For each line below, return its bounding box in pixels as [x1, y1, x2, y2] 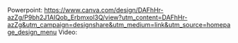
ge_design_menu [7, 28, 57, 36]
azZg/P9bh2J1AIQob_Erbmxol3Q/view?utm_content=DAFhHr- [7, 13, 188, 21]
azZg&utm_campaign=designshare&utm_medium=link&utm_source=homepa [7, 21, 231, 28]
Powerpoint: [7, 6, 43, 14]
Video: [58, 28, 78, 36]
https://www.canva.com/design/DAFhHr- [44, 6, 164, 14]
